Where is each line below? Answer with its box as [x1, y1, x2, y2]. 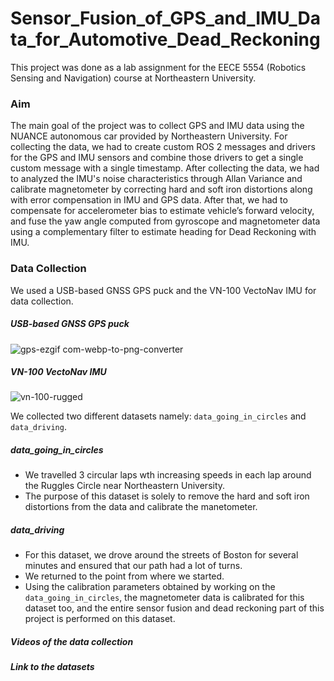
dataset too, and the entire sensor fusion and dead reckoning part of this [24, 602, 325, 614]
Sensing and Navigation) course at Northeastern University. [10, 72, 257, 84]
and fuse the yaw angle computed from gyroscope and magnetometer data [10, 215, 321, 227]
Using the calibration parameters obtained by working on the [24, 581, 276, 593]
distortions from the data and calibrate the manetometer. [24, 501, 258, 513]
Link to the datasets [10, 661, 95, 673]
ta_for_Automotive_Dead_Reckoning [10, 28, 321, 51]
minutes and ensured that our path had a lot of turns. [24, 560, 243, 572]
